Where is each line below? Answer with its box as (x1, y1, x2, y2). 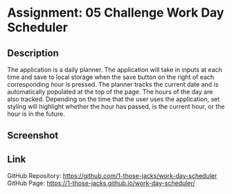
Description (7, 47, 59, 59)
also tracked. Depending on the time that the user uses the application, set (7, 95, 220, 103)
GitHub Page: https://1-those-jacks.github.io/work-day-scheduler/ (7, 179, 195, 188)
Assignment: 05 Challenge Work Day (7, 5, 224, 21)
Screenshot (7, 130, 59, 141)
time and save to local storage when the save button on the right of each (7, 73, 215, 81)
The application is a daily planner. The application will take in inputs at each (7, 66, 223, 73)
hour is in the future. (7, 109, 65, 118)
